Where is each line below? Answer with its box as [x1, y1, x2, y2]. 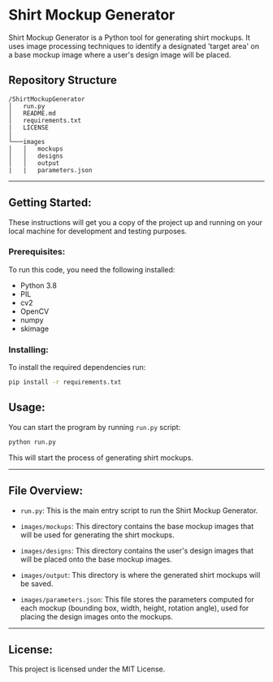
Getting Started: [8, 196, 92, 210]
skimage [19, 324, 50, 333]
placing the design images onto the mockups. [19, 611, 173, 621]
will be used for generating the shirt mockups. [19, 530, 175, 540]
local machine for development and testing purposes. [8, 226, 188, 236]
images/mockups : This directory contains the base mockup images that [19, 521, 254, 531]
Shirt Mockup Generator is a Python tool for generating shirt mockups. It [8, 33, 250, 42]
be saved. [19, 579, 54, 589]
